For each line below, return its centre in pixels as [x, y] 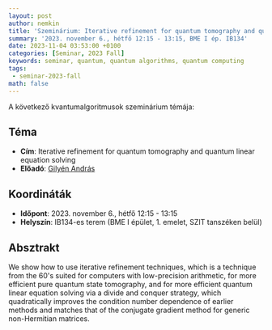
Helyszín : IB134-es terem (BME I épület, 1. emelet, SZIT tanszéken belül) [141, 222]
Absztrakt [34, 247]
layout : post [30, 16]
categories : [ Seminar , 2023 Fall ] [67, 53]
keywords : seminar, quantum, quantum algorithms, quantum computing [126, 61]
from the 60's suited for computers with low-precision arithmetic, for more [132, 275]
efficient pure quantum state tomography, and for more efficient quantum [130, 284]
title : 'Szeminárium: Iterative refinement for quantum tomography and [132, 31]
